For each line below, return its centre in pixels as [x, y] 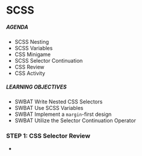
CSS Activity [30, 73]
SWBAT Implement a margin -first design [63, 114]
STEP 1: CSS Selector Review [48, 136]
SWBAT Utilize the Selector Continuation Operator [75, 121]
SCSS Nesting [32, 42]
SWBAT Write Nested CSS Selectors [59, 102]
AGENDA [17, 27]
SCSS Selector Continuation [49, 61]
